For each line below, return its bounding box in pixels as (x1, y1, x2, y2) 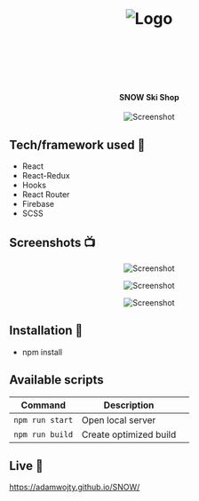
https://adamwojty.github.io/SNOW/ (9, 481, 140, 493)
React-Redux (21, 171, 70, 181)
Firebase (21, 199, 55, 210)
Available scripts (9, 372, 104, 387)
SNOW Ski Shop (119, 91, 179, 102)
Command (20, 399, 67, 411)
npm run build (13, 429, 74, 440)
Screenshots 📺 (9, 235, 96, 250)
